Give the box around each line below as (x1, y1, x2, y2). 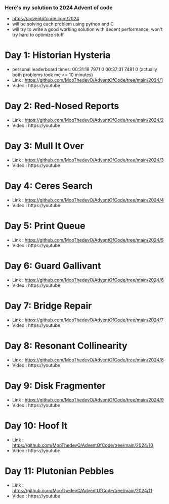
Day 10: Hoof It (5, 420, 68, 431)
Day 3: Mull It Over (5, 140, 84, 152)
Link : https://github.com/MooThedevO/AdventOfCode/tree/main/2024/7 (12, 317, 164, 323)
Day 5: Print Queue (5, 220, 86, 232)
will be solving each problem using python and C (12, 21, 114, 27)
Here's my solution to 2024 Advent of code (5, 4, 113, 11)
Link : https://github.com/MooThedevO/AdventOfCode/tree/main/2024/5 (12, 237, 164, 243)
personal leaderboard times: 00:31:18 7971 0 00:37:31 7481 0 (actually (12, 66, 157, 73)
